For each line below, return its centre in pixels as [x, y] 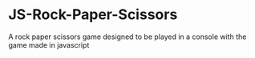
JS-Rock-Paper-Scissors [93, 15]
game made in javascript [49, 44]
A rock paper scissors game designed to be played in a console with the [127, 37]
